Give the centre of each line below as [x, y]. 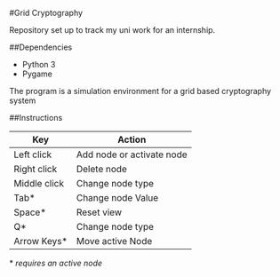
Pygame [37, 74]
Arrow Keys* [41, 241]
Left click [33, 154]
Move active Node [114, 241]
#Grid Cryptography [46, 13]
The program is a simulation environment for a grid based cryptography [140, 91]
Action [132, 139]
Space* [30, 212]
